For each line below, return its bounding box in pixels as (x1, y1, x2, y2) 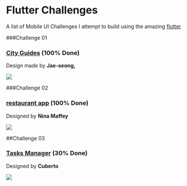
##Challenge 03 (6, 135, 45, 142)
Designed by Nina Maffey (6, 112, 69, 119)
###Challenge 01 (6, 34, 47, 41)
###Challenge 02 (6, 84, 49, 91)
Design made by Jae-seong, (6, 62, 76, 69)
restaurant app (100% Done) (6, 99, 89, 107)
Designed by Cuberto (6, 162, 59, 170)
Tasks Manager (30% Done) (6, 149, 88, 157)
